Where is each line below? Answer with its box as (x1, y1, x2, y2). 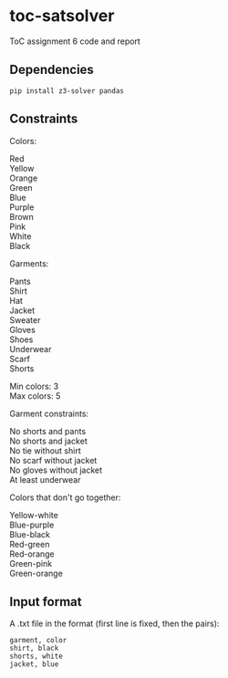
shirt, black (9, 644, 59, 653)
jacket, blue (9, 660, 59, 669)
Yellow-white (9, 509, 59, 520)
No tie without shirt (9, 444, 81, 456)
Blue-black (9, 528, 50, 539)
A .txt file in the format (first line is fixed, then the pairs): (9, 618, 220, 630)
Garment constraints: (9, 408, 89, 419)
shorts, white (9, 652, 64, 662)
